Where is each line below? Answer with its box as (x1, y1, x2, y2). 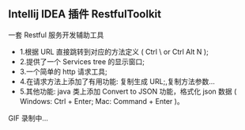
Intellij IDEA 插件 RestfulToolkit (8, 7, 162, 21)
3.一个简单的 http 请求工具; (19, 67, 108, 76)
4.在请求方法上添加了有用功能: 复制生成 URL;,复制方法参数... (19, 76, 216, 86)
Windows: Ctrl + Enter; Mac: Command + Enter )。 (19, 96, 184, 105)
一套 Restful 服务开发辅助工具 (8, 30, 104, 40)
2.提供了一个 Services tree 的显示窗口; (19, 56, 145, 66)
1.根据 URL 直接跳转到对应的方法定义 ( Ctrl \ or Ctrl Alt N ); (19, 47, 209, 56)
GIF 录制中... (8, 113, 49, 123)
